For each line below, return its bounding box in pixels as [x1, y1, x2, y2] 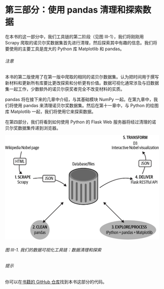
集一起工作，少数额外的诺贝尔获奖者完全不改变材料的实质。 [5, 86, 125, 92]
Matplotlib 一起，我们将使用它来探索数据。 [10, 109, 96, 115]
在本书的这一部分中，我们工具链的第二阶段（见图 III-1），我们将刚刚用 [5, 34, 144, 39]
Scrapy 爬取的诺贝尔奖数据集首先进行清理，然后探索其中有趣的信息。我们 [5, 39, 153, 45]
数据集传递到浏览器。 [18, 125, 61, 131]
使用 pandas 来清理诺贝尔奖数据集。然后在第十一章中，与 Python [13, 103, 145, 109]
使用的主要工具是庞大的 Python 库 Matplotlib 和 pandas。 [9, 46, 124, 52]
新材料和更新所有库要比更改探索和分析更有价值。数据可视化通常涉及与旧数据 [5, 80, 159, 86]
